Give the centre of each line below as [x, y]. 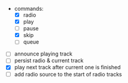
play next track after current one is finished [67, 67]
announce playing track [43, 54]
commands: [29, 9]
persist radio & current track [49, 61]
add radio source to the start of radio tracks [68, 74]
